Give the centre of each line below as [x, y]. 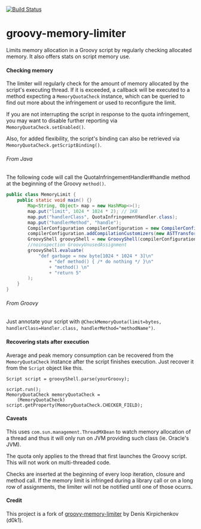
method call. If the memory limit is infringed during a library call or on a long [100, 480]
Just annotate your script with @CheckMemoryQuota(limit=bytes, [84, 321]
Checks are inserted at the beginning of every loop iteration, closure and [96, 474]
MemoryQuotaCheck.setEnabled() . [46, 127]
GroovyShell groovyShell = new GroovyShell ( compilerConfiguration [112, 239]
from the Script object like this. [45, 368]
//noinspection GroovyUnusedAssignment [77, 245]
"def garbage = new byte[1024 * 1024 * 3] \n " [96, 256]
